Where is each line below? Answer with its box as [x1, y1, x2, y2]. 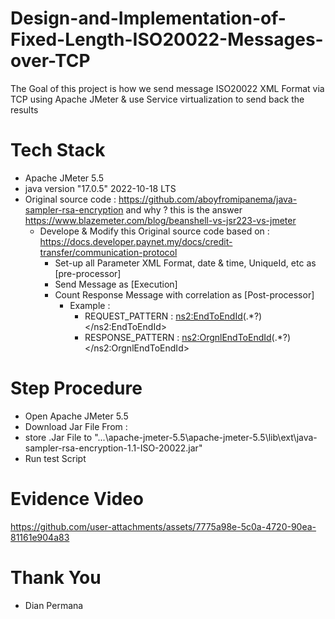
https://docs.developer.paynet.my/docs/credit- [39, 235, 233, 247]
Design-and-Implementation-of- [10, 7, 287, 30]
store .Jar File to [24, 431, 93, 443]
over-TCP [10, 50, 91, 72]
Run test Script [24, 452, 87, 464]
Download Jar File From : [24, 420, 128, 432]
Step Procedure [10, 377, 143, 400]
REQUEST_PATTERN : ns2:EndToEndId [84, 310, 243, 322]
